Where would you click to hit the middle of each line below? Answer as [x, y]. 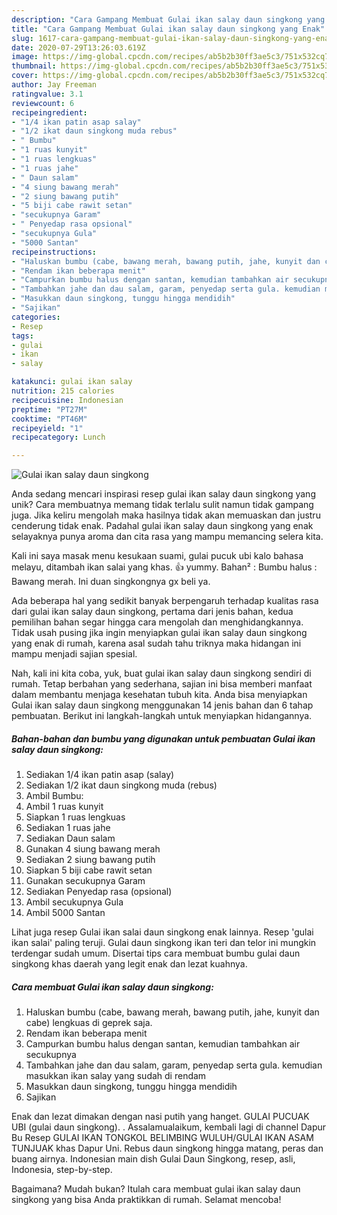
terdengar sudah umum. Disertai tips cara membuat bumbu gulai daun [156, 953]
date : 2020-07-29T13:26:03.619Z [78, 47]
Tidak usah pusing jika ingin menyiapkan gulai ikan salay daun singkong [159, 633]
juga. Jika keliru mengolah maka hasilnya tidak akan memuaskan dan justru [166, 515]
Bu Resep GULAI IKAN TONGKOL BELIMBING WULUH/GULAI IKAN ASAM [162, 1138]
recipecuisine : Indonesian [67, 400]
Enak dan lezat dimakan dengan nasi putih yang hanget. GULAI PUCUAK [160, 1117]
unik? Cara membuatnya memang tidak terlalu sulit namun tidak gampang [162, 505]
